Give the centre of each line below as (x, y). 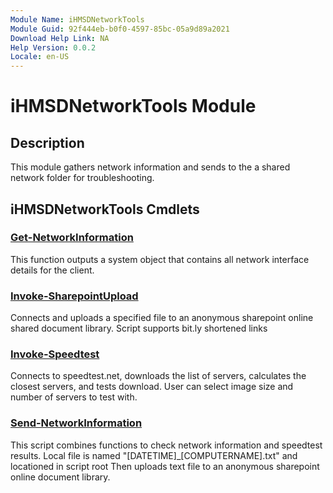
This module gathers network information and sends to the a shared (150, 167)
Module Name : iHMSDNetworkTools (77, 19)
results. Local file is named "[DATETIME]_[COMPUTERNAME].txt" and (154, 455)
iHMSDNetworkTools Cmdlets (105, 209)
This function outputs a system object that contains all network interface (160, 259)
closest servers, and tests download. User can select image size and (152, 387)
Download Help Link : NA (60, 38)
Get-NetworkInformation (72, 238)
